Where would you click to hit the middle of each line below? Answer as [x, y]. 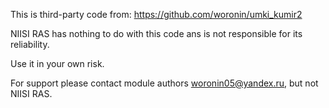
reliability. [30, 44]
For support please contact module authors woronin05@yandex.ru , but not [164, 83]
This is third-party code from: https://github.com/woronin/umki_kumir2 [156, 14]
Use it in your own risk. [57, 63]
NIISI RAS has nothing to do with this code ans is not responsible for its [156, 33]
